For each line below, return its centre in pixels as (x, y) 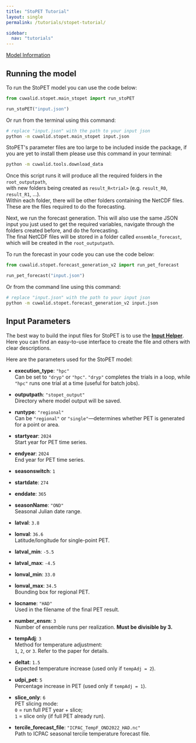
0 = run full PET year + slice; (49, 710)
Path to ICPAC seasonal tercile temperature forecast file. (82, 734)
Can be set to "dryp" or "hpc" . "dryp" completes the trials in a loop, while (102, 377)
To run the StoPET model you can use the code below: (72, 87)
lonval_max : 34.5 (35, 585)
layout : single (25, 17)
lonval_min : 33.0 (35, 574)
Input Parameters (38, 321)
